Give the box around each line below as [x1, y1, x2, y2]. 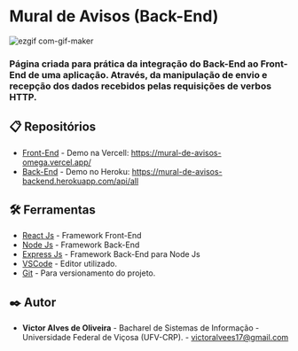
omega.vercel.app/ [21, 157, 91, 168]
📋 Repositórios [9, 120, 97, 135]
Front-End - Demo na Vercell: [21, 147, 129, 158]
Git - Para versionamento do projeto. [21, 268, 156, 278]
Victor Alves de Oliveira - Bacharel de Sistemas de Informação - [21, 323, 260, 333]
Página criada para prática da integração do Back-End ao [9, 58, 259, 70]
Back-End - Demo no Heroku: [21, 166, 130, 176]
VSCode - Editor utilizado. [21, 259, 118, 269]
